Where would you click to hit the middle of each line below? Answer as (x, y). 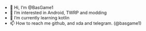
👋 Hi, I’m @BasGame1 (31, 8)
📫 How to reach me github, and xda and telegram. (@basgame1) (75, 23)
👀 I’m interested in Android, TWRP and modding (58, 13)
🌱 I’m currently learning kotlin (40, 18)
